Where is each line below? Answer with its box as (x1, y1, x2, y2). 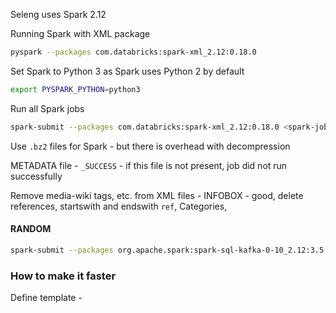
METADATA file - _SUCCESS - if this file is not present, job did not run (10, 159, 288, 171)
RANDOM (10, 223, 52, 235)
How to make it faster (10, 269, 117, 283)
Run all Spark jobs (10, 102, 85, 114)
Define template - (10, 292, 83, 303)
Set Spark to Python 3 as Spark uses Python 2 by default (10, 65, 245, 77)
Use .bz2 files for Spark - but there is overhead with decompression (10, 140, 291, 152)
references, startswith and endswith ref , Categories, (10, 200, 228, 212)
